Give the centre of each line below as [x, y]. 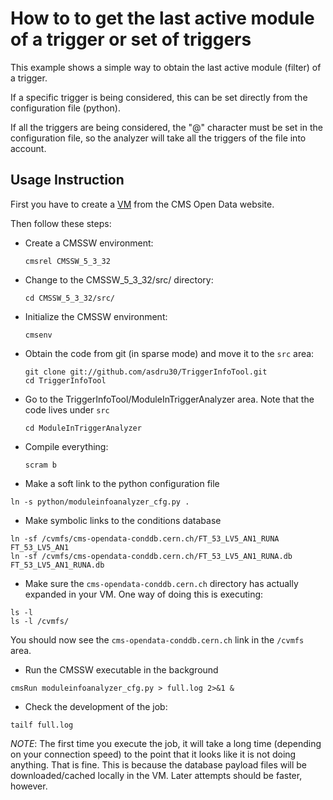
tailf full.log [42, 725]
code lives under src [67, 409]
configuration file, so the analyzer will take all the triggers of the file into [158, 138]
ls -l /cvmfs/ [40, 621]
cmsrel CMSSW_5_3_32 [67, 261]
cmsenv [38, 335]
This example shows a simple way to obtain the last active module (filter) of [166, 67]
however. [29, 786]
